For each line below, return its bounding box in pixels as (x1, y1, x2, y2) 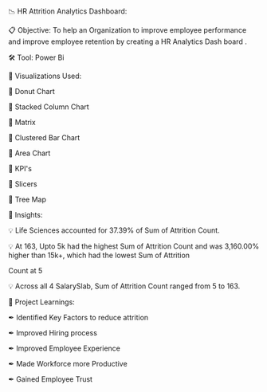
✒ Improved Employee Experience (8, 343, 121, 353)
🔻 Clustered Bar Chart (8, 133, 80, 142)
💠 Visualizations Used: (8, 71, 82, 80)
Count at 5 (8, 266, 43, 275)
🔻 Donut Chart (8, 87, 56, 96)
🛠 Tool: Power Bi (8, 53, 65, 62)
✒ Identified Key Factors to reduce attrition (8, 313, 149, 322)
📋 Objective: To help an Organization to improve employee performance (8, 25, 247, 34)
